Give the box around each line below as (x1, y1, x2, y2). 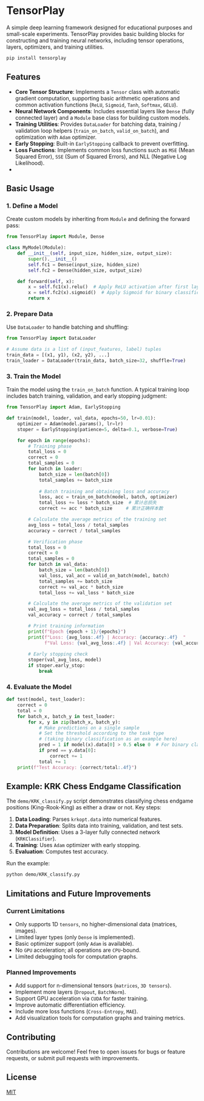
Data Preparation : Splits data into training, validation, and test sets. (15, 822, 183, 829)
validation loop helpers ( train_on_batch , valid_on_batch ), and (15, 127, 169, 134)
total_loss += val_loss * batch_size (38, 589, 135, 596)
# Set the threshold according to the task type (38, 730, 165, 737)
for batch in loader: (28, 466, 83, 472)
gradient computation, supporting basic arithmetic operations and (15, 94, 180, 102)
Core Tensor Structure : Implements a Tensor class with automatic (15, 88, 180, 95)
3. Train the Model (6, 372, 61, 381)
